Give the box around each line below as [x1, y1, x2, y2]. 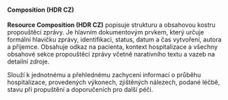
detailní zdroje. [7, 57, 50, 66]
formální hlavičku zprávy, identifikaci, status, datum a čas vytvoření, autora [7, 35, 222, 44]
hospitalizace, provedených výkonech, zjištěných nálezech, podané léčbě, [7, 78, 220, 86]
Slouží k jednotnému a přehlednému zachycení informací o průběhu [7, 71, 202, 79]
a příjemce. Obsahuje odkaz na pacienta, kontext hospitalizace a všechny [7, 43, 218, 51]
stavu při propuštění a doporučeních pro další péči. [7, 86, 154, 94]
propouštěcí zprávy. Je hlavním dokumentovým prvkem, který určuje [7, 28, 204, 37]
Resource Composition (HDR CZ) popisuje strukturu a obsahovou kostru [7, 21, 215, 29]
